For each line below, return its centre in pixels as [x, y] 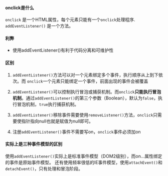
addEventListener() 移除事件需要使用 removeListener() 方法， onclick [83, 114]
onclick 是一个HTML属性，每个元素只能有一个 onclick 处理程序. [70, 19]
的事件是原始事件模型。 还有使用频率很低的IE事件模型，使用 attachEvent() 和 [84, 162]
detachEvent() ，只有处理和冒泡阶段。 [44, 168]
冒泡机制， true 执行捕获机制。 [48, 104]
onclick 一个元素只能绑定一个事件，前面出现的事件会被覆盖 [88, 81]
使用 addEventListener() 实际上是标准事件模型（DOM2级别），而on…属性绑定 [84, 156]
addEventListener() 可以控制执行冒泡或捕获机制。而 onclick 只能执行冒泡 [87, 91]
